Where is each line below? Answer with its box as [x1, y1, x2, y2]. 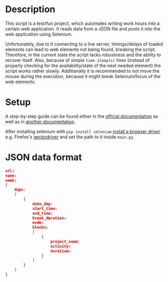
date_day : [32, 201, 53, 206]
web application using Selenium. [5, 31, 73, 37]
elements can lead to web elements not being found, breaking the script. [5, 46, 156, 52]
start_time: [32, 206, 58, 211]
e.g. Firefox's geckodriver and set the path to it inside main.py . [5, 133, 135, 140]
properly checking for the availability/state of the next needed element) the [5, 62, 161, 68]
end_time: [32, 210, 53, 216]
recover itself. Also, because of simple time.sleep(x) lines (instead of [5, 57, 150, 63]
